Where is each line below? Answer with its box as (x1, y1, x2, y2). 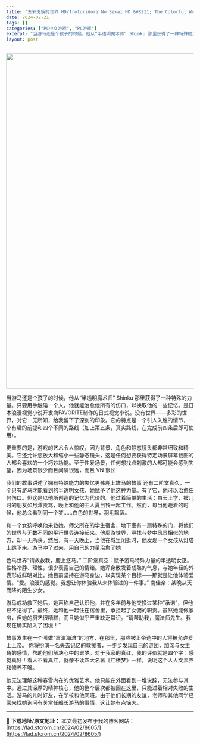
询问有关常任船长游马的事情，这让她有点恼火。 (26, 699, 142, 706)
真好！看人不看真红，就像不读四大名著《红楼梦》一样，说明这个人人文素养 (11, 657, 194, 664)
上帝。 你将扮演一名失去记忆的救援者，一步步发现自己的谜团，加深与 (11, 642, 180, 649)
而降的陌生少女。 (6, 587, 48, 593)
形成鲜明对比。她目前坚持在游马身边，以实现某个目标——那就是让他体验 (11, 572, 189, 578)
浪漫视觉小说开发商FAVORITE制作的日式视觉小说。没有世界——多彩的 (11, 409, 182, 416)
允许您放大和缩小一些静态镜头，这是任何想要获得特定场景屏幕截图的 (26, 451, 194, 459)
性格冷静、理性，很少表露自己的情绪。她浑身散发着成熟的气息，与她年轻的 (6, 564, 189, 571)
